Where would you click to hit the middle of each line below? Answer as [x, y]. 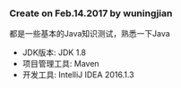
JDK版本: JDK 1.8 [54, 52]
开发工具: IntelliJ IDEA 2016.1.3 [78, 75]
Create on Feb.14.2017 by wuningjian [91, 13]
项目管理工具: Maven [61, 64]
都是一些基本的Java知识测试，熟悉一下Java [90, 34]
